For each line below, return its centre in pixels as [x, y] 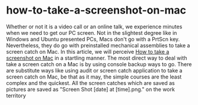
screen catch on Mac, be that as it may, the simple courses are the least [94, 77]
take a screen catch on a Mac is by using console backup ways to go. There [99, 64]
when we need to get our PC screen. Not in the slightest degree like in [92, 32]
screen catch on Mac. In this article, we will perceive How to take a [88, 51]
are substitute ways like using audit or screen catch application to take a [94, 70]
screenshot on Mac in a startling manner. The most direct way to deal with [97, 58]
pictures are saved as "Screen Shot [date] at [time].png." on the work [90, 89]
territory [16, 96]
